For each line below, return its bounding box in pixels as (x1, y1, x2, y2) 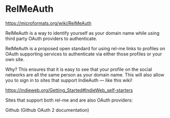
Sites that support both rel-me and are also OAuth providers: (5, 97, 133, 103)
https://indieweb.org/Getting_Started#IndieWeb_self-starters (5, 87, 133, 93)
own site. (5, 56, 25, 62)
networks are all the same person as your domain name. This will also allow (5, 71, 165, 77)
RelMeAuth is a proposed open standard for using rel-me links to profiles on (5, 45, 165, 51)
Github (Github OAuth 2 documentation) (5, 107, 90, 113)
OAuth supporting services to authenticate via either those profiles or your (5, 51, 162, 57)
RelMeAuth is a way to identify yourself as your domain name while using (5, 30, 160, 36)
